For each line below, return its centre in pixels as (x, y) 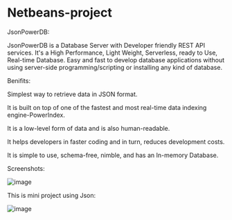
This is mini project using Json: (52, 195)
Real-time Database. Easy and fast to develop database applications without (116, 59)
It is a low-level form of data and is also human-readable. (89, 128)
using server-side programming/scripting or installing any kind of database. (115, 67)
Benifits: (19, 80)
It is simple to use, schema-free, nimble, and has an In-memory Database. (113, 155)
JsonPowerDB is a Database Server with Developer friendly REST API (106, 45)
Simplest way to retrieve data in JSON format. (72, 94)
